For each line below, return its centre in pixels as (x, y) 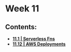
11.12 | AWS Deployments (39, 44)
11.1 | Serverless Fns (33, 39)
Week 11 (22, 9)
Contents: (21, 27)
